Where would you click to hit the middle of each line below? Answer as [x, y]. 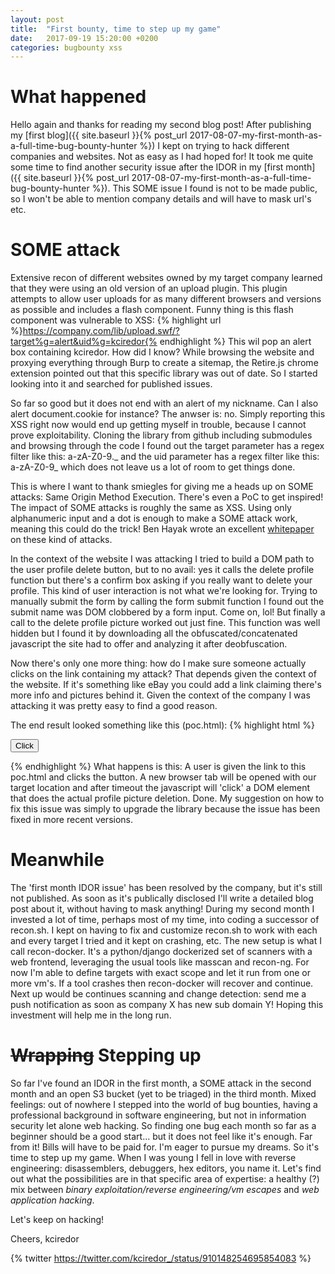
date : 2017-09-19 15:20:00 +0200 [84, 38]
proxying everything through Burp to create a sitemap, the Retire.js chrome [164, 363]
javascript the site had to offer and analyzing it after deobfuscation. [149, 644]
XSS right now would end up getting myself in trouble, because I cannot [158, 425]
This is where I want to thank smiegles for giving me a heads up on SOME [162, 487]
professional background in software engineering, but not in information [158, 1115]
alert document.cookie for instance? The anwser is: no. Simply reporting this [168, 414]
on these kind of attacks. [61, 540]
